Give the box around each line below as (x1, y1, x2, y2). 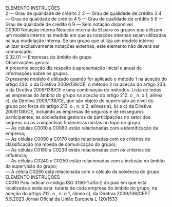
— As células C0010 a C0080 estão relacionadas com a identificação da (5, 125, 158, 131)
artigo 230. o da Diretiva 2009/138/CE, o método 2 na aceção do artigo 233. (5, 81, 167, 87)
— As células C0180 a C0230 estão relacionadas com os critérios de (5, 147, 150, 153)
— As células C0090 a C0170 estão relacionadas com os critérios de (5, 136, 150, 142)
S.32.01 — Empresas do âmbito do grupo (5, 54, 92, 60)
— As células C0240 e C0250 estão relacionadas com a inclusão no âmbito (5, 158, 165, 164)
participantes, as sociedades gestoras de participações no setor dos (5, 114, 150, 120)
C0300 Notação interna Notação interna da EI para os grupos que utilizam (5, 27, 163, 33)
